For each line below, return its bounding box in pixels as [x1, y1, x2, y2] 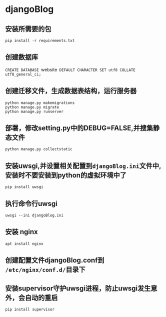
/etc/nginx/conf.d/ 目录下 [5, 265, 86, 274]
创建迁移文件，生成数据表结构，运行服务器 [5, 86, 136, 95]
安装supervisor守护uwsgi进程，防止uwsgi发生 [5, 284, 151, 292]
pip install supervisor [5, 307, 55, 312]
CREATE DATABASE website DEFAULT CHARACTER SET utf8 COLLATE [5, 66, 136, 72]
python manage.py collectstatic [5, 146, 72, 152]
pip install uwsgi [5, 184, 43, 189]
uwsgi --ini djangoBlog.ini [5, 213, 64, 218]
